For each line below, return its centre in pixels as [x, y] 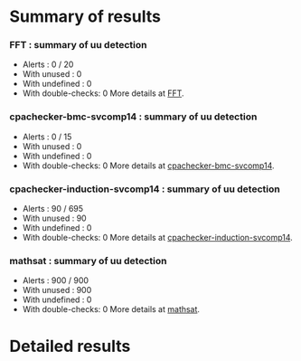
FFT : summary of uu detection [78, 45]
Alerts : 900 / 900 [55, 280]
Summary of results [85, 17]
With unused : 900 [57, 290]
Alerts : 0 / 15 [47, 137]
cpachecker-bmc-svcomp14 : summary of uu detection [133, 117]
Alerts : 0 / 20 [48, 64]
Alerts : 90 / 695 [53, 209]
